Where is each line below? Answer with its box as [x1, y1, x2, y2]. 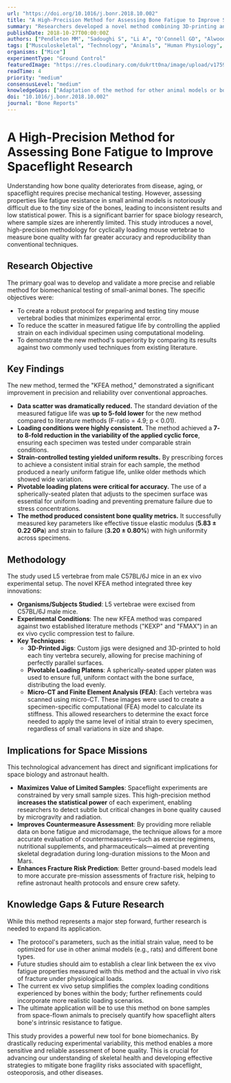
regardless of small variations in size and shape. [27, 725, 164, 733]
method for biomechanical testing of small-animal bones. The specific [7, 285, 206, 294]
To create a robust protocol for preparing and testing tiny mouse [16, 306, 199, 314]
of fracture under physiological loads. [16, 974, 124, 982]
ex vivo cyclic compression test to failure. [16, 629, 135, 638]
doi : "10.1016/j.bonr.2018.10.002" [7, 94, 109, 101]
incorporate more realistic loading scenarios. [16, 996, 144, 1004]
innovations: [7, 587, 42, 595]
